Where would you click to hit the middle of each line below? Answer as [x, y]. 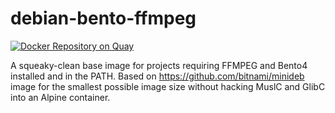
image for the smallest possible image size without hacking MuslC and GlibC [168, 86]
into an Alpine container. [60, 97]
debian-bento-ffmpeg [103, 18]
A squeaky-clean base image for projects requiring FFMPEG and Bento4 [159, 65]
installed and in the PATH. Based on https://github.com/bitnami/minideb [157, 76]
